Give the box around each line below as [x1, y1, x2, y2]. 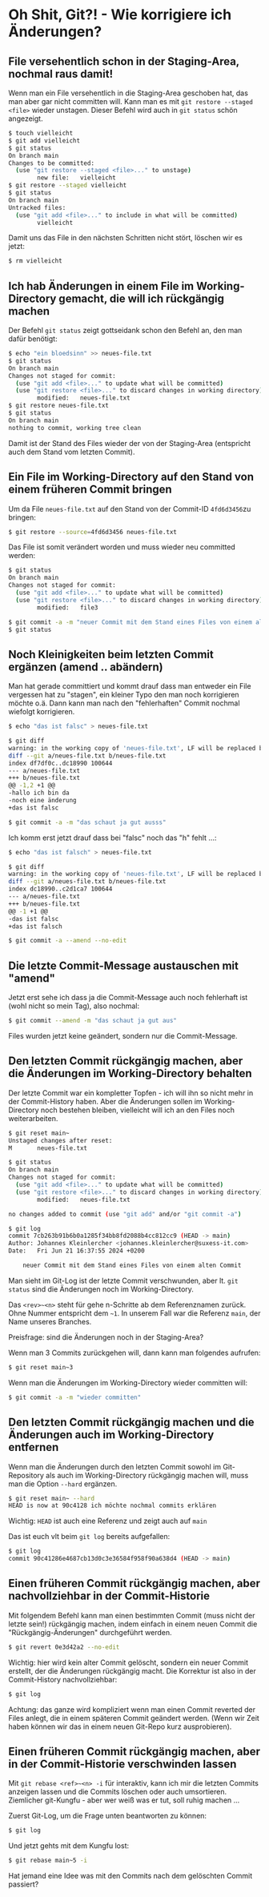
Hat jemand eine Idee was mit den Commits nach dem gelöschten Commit [8, 1871, 253, 1881]
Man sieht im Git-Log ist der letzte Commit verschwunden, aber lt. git [8, 1276, 239, 1285]
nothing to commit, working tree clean [8, 424, 142, 432]
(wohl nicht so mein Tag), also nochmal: [8, 1001, 140, 1011]
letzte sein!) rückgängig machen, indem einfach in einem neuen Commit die [8, 1619, 258, 1629]
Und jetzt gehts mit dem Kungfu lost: [8, 1841, 130, 1851]
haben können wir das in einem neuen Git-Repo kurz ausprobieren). [8, 1722, 232, 1731]
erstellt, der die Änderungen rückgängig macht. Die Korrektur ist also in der [8, 1666, 256, 1675]
